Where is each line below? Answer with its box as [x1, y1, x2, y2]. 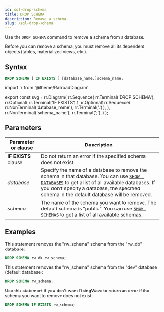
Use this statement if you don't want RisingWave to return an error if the [5, 288, 150, 293]
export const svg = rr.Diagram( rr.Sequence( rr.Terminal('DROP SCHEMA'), [5, 94, 155, 100]
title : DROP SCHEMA [5, 12, 45, 17]
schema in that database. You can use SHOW [41, 173, 140, 180]
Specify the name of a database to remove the [41, 166, 147, 173]
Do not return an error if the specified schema [41, 152, 146, 159]
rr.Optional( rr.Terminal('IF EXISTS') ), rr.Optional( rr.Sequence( [5, 99, 131, 105]
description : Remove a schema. [5, 16, 69, 21]
